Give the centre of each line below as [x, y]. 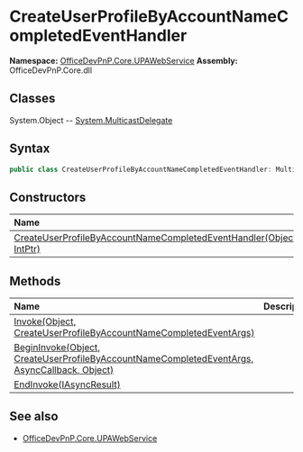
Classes [32, 99]
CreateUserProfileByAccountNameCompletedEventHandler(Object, [156, 238]
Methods [35, 281]
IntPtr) [27, 249]
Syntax [30, 149]
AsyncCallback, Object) [64, 370]
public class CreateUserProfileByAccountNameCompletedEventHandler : [141, 169]
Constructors [48, 197]
